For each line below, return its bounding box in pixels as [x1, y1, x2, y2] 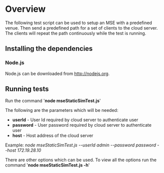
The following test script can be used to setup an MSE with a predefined [5, 20, 152, 26]
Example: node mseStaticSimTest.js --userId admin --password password [5, 142, 157, 148]
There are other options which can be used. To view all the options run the [5, 157, 157, 163]
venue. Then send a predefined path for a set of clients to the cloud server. [5, 25, 158, 31]
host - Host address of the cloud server [12, 133, 94, 138]
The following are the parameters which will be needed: [5, 107, 119, 113]
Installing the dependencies [5, 44, 93, 53]
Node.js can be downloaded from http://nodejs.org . [5, 70, 110, 76]
